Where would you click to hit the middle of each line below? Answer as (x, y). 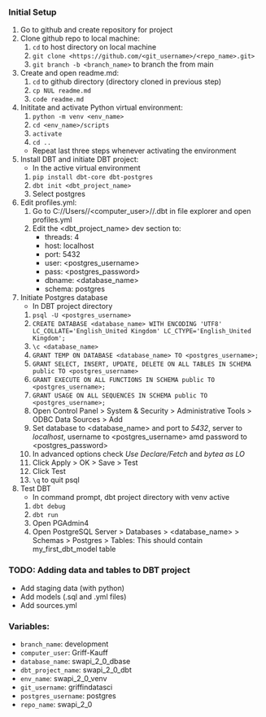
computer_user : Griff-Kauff (64, 652)
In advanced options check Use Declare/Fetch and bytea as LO (139, 454)
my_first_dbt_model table (74, 549)
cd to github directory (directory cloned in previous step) (127, 82)
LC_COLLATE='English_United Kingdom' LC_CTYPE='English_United (142, 332)
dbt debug (49, 506)
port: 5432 (62, 254)
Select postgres (59, 194)
